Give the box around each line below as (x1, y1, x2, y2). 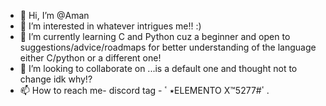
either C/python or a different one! (19, 52, 162, 64)
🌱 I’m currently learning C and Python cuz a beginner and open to (19, 31, 291, 42)
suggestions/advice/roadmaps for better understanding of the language (19, 41, 317, 53)
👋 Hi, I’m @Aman (19, 10, 90, 21)
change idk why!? (19, 73, 93, 85)
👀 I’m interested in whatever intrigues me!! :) (19, 20, 202, 32)
